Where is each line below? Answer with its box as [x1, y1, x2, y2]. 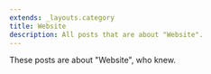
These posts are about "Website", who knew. [9, 55, 176, 66]
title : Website [9, 22, 67, 31]
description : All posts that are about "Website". [9, 30, 204, 39]
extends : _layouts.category [9, 13, 115, 23]
